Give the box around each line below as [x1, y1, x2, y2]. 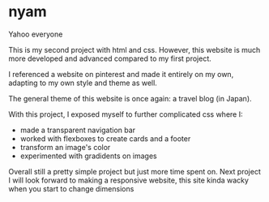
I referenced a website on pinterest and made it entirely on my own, [8, 69, 234, 79]
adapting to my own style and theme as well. [8, 78, 158, 88]
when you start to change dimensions [8, 183, 134, 193]
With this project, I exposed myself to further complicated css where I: [8, 109, 243, 119]
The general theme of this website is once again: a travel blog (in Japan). [8, 93, 253, 103]
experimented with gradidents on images [19, 151, 157, 161]
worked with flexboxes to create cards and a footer [19, 133, 191, 144]
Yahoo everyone [8, 29, 63, 39]
